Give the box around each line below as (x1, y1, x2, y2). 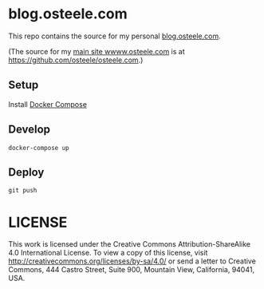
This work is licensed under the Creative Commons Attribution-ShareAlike (8, 240, 251, 249)
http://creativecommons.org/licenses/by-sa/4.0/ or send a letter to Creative (8, 256, 257, 266)
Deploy (8, 165, 45, 179)
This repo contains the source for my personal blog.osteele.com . (8, 31, 221, 41)
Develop (8, 123, 50, 137)
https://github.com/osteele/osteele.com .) (8, 55, 144, 65)
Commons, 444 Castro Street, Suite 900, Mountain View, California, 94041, (8, 265, 255, 275)
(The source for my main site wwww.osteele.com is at (8, 46, 185, 56)
